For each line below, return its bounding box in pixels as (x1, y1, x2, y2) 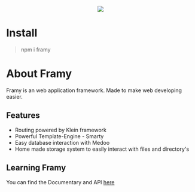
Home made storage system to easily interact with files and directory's (14, 145, 190, 153)
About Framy (6, 67, 72, 81)
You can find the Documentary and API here (6, 178, 115, 185)
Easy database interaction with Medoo (14, 139, 110, 146)
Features (6, 111, 40, 121)
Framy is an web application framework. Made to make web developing (6, 87, 182, 94)
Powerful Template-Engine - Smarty (14, 132, 104, 140)
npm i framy (20, 45, 51, 53)
